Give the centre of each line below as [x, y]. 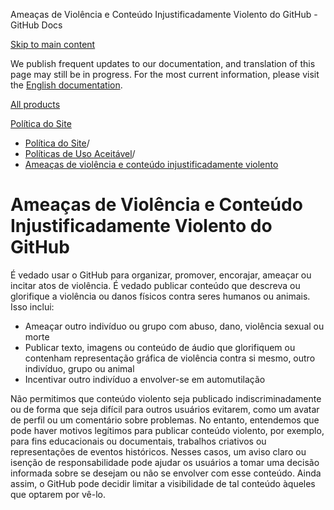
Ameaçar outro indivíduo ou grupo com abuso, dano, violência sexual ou [174, 326]
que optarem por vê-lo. [58, 494]
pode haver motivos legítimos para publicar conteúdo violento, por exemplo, [167, 430]
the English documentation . [66, 85]
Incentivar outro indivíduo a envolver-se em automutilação [145, 379]
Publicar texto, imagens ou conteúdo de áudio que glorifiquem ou [160, 347]
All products [35, 104]
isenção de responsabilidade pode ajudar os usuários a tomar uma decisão [165, 462]
